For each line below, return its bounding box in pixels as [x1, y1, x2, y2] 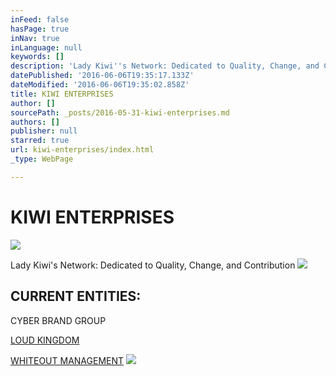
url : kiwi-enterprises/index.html [10, 145, 155, 155]
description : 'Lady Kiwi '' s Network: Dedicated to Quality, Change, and [10, 61, 320, 71]
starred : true [10, 136, 70, 146]
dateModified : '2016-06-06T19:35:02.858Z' [10, 80, 190, 90]
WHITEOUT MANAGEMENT [10, 354, 125, 366]
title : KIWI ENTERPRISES [10, 89, 114, 99]
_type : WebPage [10, 154, 74, 164]
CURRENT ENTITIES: [10, 288, 142, 305]
